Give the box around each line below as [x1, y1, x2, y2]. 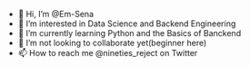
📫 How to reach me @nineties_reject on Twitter [17, 48, 198, 58]
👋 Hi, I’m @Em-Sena [17, 9, 94, 19]
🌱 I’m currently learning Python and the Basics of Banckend [17, 28, 242, 38]
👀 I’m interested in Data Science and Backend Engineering [17, 18, 236, 29]
